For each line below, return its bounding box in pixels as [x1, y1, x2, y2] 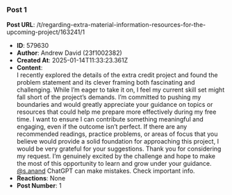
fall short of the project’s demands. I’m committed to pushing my [16, 93, 201, 101]
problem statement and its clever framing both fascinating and [16, 78, 195, 87]
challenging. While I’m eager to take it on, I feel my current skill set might [16, 85, 225, 94]
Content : [16, 64, 43, 72]
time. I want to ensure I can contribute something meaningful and [16, 115, 204, 124]
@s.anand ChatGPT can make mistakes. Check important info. [16, 167, 195, 175]
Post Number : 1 [16, 182, 62, 190]
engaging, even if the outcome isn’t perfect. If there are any [16, 123, 188, 131]
